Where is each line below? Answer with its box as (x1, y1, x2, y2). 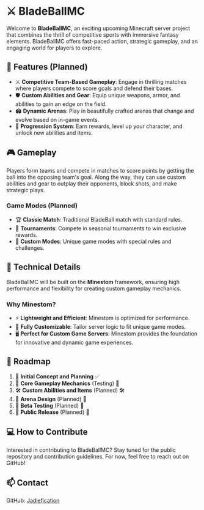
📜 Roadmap (6, 356, 51, 367)
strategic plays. (6, 186, 45, 193)
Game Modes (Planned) (6, 201, 78, 210)
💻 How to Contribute (6, 427, 88, 437)
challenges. (15, 244, 45, 252)
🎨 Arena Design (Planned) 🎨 (15, 395, 87, 402)
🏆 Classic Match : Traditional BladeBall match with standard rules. (15, 216, 183, 223)
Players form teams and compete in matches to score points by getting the (6, 167, 194, 174)
